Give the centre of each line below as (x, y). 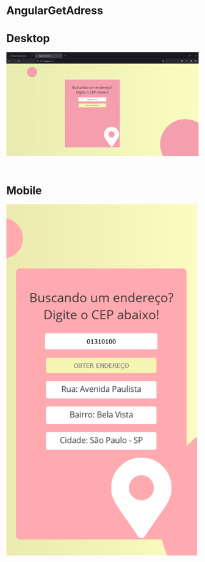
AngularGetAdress (55, 11)
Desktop (28, 39)
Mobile (24, 191)
